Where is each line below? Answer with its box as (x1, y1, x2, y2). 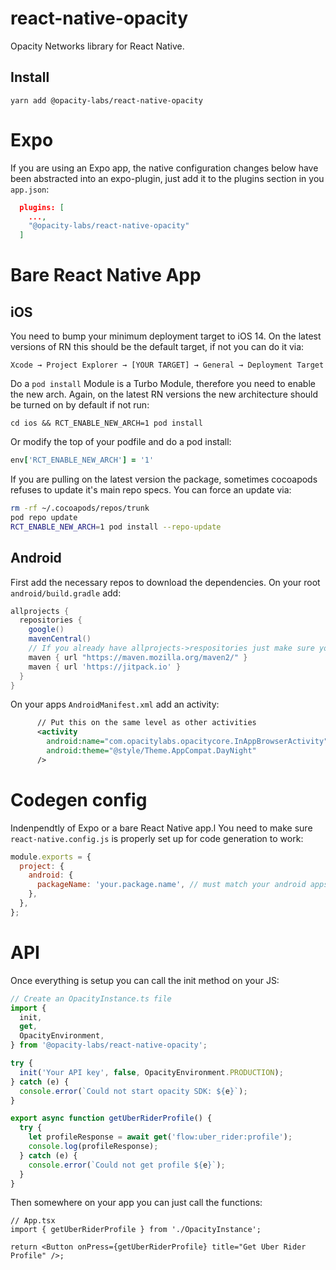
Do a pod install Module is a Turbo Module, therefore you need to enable (10, 378, 316, 390)
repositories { (19, 615, 83, 626)
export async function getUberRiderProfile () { (10, 1113, 213, 1124)
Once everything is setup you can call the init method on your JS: (10, 974, 280, 986)
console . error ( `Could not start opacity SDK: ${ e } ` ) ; (19, 1086, 248, 1096)
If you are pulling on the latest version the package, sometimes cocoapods (10, 473, 318, 486)
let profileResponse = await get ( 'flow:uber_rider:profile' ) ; (28, 1132, 293, 1142)
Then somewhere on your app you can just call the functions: (10, 1197, 263, 1209)
